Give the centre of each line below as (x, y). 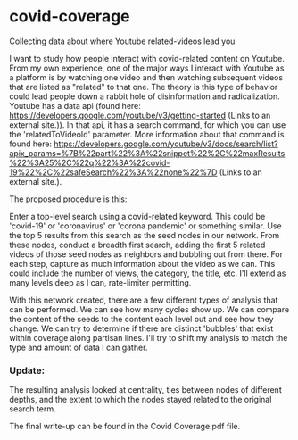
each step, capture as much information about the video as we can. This (142, 263)
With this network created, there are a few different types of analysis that (144, 300)
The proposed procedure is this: (68, 199)
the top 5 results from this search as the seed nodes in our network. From (145, 235)
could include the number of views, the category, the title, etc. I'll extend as (148, 273)
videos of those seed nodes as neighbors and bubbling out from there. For (146, 254)
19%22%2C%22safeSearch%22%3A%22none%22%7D (113, 172)
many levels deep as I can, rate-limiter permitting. (100, 282)
